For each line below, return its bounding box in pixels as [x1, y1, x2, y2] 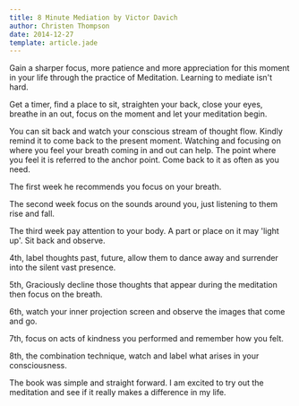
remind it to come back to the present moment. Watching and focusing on [9, 135, 282, 146]
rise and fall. [9, 208, 56, 220]
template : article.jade [9, 38, 98, 48]
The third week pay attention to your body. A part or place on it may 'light [9, 226, 279, 237]
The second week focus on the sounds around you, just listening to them [9, 199, 278, 210]
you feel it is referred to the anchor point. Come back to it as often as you [9, 154, 279, 166]
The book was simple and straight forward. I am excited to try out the [9, 377, 264, 388]
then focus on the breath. [9, 289, 103, 300]
